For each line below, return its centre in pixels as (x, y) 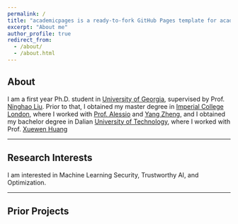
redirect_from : (30, 40)
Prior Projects (38, 211)
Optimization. (27, 182)
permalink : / (27, 14)
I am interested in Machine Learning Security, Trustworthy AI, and (103, 175)
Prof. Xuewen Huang (38, 129)
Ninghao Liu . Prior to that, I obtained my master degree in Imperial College (116, 106)
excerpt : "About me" (38, 27)
